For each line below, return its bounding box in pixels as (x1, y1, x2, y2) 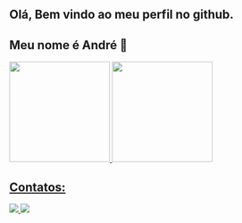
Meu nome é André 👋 (9, 37, 128, 53)
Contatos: (9, 179, 66, 194)
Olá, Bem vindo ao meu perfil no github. (9, 7, 234, 22)
